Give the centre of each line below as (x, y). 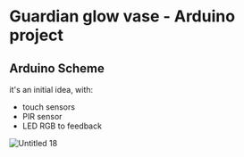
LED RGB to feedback (62, 126)
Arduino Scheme (57, 68)
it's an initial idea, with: (51, 90)
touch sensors (49, 107)
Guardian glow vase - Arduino (122, 17)
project (37, 35)
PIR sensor (42, 116)
